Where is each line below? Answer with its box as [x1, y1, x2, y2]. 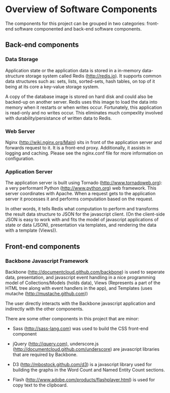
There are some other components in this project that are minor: [5, 315, 140, 321]
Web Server [5, 128, 36, 135]
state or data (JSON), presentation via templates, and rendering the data [5, 222, 157, 228]
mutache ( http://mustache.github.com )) [5, 290, 88, 296]
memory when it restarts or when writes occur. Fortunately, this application [5, 104, 162, 110]
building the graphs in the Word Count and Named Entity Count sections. [12, 367, 165, 373]
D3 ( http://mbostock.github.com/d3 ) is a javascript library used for [12, 361, 152, 367]
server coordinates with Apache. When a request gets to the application [5, 191, 156, 197]
